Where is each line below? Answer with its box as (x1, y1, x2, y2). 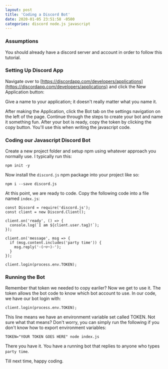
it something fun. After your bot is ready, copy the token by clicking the (5, 118, 151, 125)
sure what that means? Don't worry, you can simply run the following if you (5, 319, 160, 325)
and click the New (109, 83, 146, 89)
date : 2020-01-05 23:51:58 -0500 (5, 16, 75, 21)
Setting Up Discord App (5, 67, 63, 74)
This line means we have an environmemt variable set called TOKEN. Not (5, 314, 155, 320)
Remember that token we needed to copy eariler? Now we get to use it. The (5, 285, 161, 291)
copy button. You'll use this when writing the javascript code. (5, 124, 131, 130)
